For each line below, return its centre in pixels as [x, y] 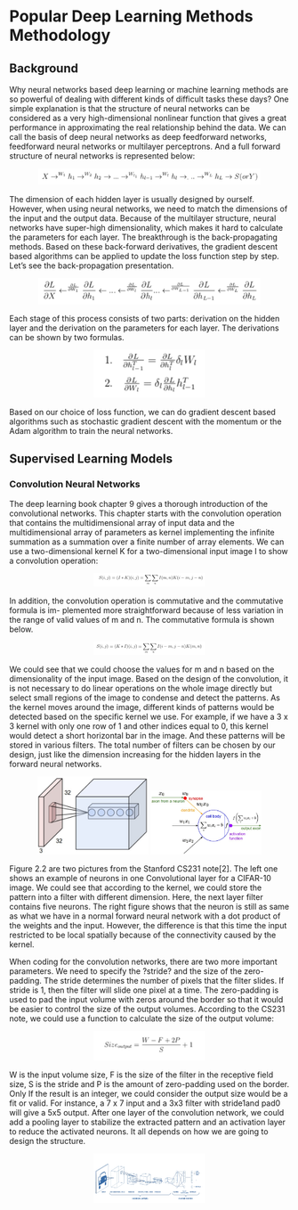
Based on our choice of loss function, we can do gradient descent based [142, 412]
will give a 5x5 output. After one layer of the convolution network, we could [147, 1112]
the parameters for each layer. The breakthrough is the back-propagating [144, 237]
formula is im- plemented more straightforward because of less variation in [146, 610]
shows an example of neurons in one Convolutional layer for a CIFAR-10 [140, 879]
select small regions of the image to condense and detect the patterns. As [145, 698]
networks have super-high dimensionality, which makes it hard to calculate [146, 228]
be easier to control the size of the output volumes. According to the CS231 [147, 1010]
